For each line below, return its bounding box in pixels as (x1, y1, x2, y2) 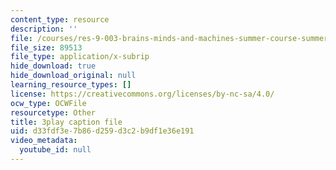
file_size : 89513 (10, 42, 83, 53)
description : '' (10, 24, 78, 34)
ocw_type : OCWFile (10, 98, 87, 108)
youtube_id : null (19, 145, 92, 155)
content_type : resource (10, 14, 110, 25)
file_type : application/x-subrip (10, 52, 150, 62)
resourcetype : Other (10, 107, 97, 118)
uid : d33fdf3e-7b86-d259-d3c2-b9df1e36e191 (10, 126, 195, 136)
